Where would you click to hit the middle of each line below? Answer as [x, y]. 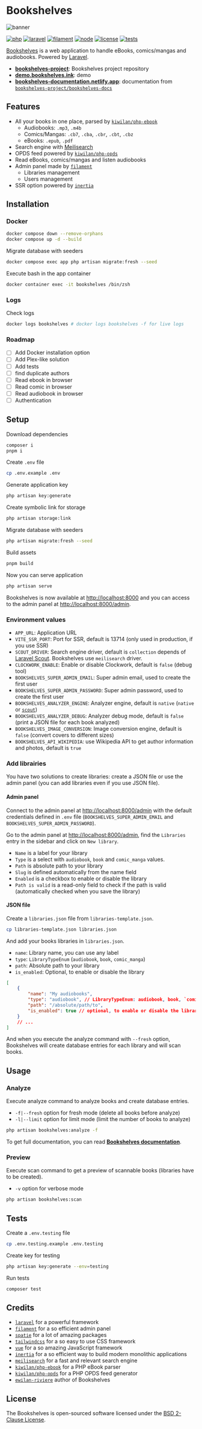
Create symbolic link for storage [46, 507]
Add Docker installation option [52, 352]
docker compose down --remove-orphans [55, 234]
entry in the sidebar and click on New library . [63, 841]
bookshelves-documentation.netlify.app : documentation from [93, 81]
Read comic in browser [43, 387]
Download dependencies [37, 434]
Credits [20, 1308]
